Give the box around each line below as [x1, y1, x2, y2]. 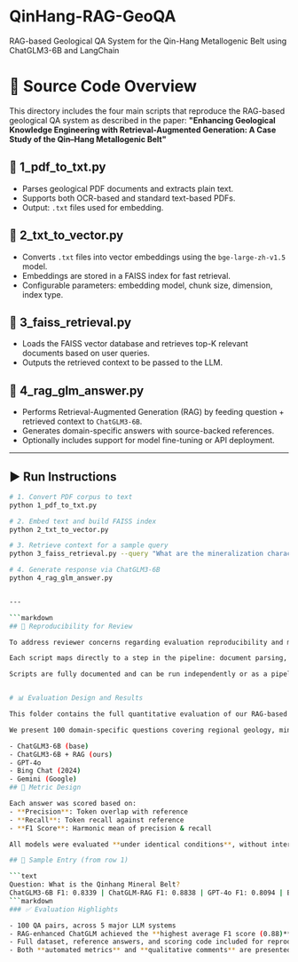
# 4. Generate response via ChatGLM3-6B [9, 566, 161, 575]
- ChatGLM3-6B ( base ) [9, 742, 90, 751]
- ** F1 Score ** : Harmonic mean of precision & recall [9, 823, 213, 832]
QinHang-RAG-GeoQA [9, 6, 176, 27]
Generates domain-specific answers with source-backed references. [21, 425, 275, 436]
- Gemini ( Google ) [9, 775, 77, 783]
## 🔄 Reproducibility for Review [9, 622, 133, 631]
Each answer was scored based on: [9, 799, 137, 808]
